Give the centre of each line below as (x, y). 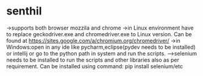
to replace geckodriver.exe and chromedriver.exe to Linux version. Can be (99, 34)
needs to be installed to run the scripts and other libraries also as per (93, 60)
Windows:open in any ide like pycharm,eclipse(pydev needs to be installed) (101, 47)
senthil (24, 11)
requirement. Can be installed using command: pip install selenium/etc (95, 66)
